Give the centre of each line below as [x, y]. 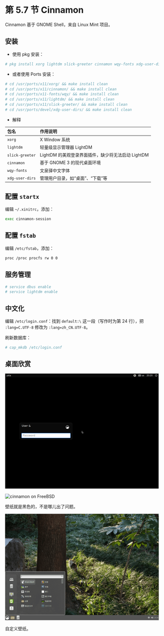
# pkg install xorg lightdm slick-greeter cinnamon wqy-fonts [70, 64]
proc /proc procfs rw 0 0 [31, 258]
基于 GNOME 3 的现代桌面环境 [70, 163]
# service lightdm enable [31, 292]
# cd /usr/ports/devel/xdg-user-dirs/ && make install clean [69, 110]
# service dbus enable [28, 287]
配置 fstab [20, 236]
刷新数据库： [18, 338]
